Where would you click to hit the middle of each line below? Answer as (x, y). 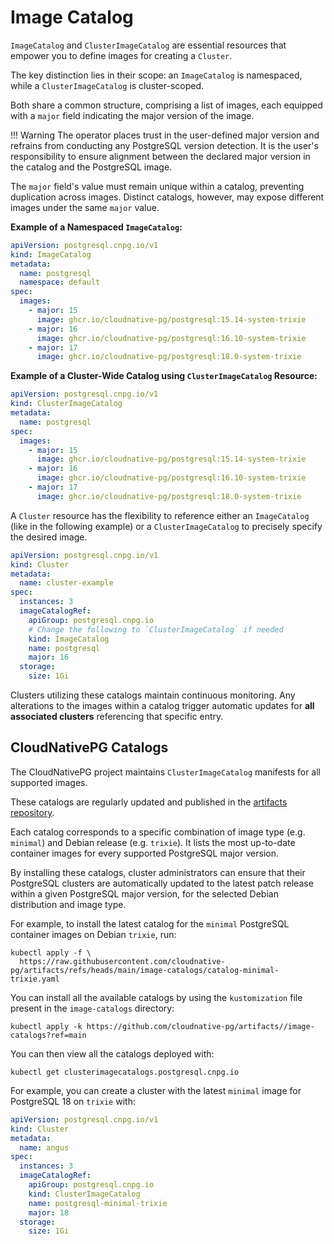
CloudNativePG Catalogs (89, 747)
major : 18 (49, 1212)
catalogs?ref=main (48, 1035)
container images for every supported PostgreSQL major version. (144, 853)
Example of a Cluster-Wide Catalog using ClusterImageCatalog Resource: (164, 376)
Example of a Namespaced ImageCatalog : (96, 227)
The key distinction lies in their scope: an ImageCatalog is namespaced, (156, 75)
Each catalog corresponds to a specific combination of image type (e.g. (158, 832)
